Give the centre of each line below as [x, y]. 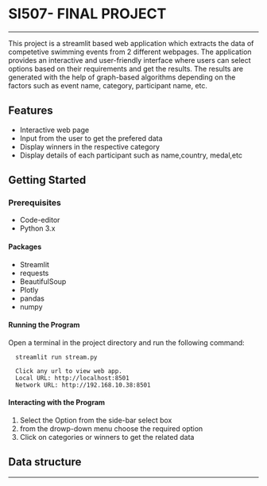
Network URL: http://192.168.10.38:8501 [83, 385]
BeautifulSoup [43, 281]
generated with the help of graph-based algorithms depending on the [122, 77]
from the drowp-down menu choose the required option [111, 429]
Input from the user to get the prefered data [91, 138]
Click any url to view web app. [69, 371]
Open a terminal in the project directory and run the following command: [126, 342]
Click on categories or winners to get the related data [107, 437]
